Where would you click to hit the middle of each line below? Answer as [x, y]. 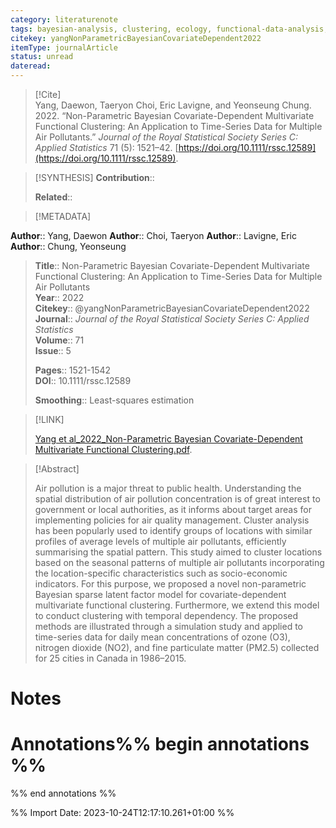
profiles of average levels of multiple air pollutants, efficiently [160, 541]
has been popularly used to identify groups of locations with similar [173, 530]
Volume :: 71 [59, 340]
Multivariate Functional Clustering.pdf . [113, 449]
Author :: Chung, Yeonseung [68, 246]
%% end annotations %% [63, 793]
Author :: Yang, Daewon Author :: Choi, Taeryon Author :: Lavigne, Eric [153, 235]
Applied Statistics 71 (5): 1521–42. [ [106, 147]
